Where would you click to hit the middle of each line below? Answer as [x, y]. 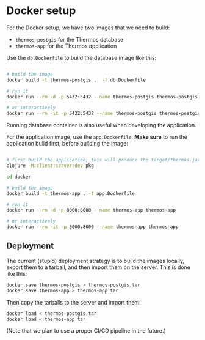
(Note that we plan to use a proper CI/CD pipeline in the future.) [86, 331]
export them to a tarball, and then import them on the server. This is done [99, 267]
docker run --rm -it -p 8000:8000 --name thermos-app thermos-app [92, 227]
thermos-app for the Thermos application [66, 46]
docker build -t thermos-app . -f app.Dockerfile [71, 193]
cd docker [19, 177]
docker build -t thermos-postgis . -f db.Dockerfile [76, 80]
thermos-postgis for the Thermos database [69, 39]
